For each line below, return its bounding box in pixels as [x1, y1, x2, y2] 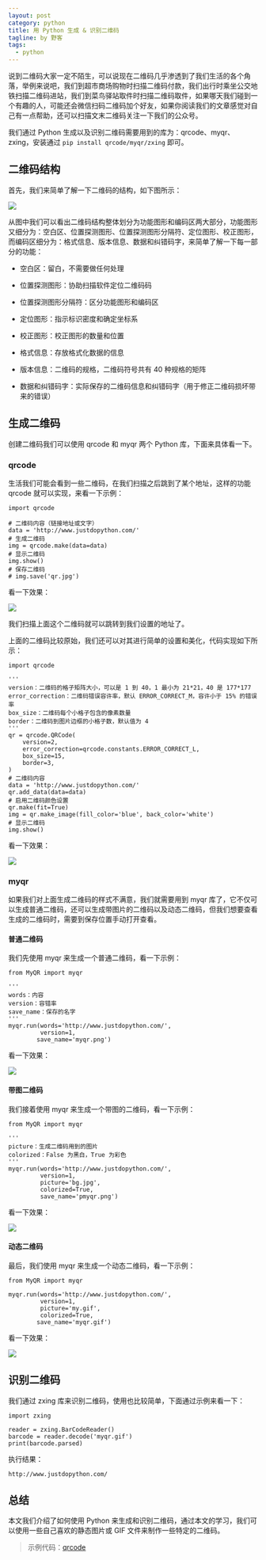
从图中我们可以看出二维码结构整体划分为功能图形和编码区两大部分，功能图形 [8, 217, 258, 226]
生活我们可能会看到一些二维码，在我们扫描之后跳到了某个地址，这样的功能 [8, 478, 251, 488]
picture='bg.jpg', [40, 1178, 101, 1186]
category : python [8, 19, 66, 27]
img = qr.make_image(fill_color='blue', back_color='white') [8, 810, 215, 818]
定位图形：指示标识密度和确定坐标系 [19, 314, 139, 323]
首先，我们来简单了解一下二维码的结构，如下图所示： [8, 185, 182, 195]
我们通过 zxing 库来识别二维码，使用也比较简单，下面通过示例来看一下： [8, 1395, 245, 1406]
